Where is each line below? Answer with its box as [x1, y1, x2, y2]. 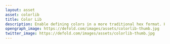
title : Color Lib [5, 17, 42, 22]
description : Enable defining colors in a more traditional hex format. [5, 21, 162, 27]
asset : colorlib [5, 12, 39, 17]
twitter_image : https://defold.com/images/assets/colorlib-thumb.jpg [5, 31, 155, 36]
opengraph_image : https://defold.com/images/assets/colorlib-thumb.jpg [5, 26, 159, 31]
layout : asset [5, 7, 35, 13]
